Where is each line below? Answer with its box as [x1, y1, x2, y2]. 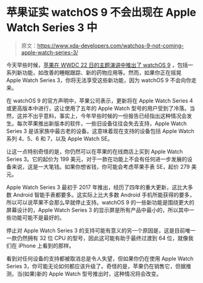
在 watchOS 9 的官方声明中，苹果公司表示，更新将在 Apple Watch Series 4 [6, 97, 193, 104]
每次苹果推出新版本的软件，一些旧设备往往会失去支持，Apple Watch [16, 120, 187, 127]
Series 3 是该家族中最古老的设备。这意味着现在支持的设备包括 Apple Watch [6, 127, 195, 134]
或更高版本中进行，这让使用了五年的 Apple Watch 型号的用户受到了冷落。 [6, 104, 190, 112]
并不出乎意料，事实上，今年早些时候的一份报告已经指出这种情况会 [22, 112, 187, 119]
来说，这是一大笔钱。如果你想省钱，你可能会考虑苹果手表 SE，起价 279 [11, 163, 190, 170]
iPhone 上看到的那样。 [18, 242, 75, 249]
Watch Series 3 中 [6, 21, 98, 35]
